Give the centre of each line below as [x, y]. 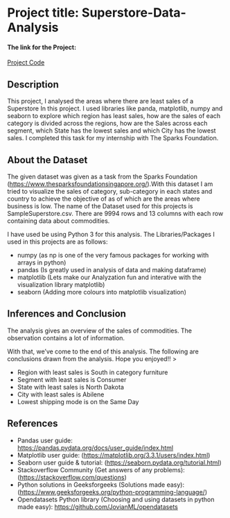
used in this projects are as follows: [57, 242]
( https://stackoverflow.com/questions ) [72, 477]
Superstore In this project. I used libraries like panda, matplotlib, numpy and [115, 108]
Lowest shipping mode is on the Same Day [78, 401]
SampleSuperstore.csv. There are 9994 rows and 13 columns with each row [115, 214]
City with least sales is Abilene [61, 394]
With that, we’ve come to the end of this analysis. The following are [103, 351]
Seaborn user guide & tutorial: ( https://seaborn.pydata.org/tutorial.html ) [119, 462]
